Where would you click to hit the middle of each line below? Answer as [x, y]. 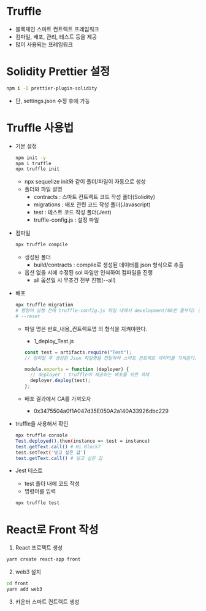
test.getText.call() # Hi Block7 [58, 446]
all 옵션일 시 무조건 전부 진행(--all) [75, 280]
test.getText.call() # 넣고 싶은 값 [59, 458]
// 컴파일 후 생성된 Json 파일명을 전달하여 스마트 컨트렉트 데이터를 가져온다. [111, 358]
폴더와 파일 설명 [43, 189]
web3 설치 [28, 572]
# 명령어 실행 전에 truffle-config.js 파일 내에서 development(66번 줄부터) [105, 311]
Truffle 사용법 [40, 128]
